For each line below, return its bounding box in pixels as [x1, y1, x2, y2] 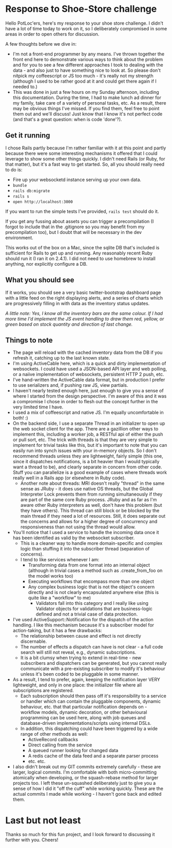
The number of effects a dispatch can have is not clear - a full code [20, 644, 163, 650]
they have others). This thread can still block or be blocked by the [20, 507, 160, 514]
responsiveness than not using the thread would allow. [20, 524, 136, 530]
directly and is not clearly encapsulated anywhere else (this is [28, 589, 159, 596]
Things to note [5, 336, 53, 344]
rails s [12, 193, 29, 199]
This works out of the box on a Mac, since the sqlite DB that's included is [5, 244, 160, 250]
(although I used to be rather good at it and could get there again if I [12, 78, 157, 84]
